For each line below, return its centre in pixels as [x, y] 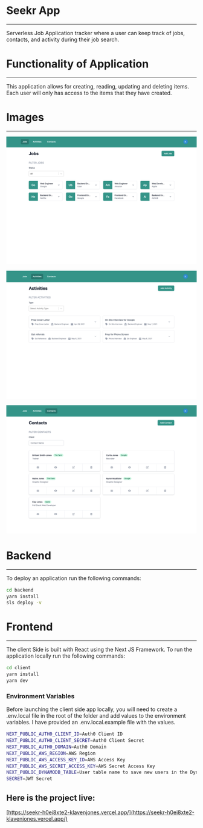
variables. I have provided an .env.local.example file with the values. [91, 723]
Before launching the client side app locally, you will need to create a [92, 709]
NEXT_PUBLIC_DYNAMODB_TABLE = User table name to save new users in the [97, 773]
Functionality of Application [78, 64]
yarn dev [17, 680]
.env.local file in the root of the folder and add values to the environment [96, 716]
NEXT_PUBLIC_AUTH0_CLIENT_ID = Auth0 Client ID [64, 734]
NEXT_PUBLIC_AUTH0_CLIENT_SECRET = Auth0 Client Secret [76, 741]
